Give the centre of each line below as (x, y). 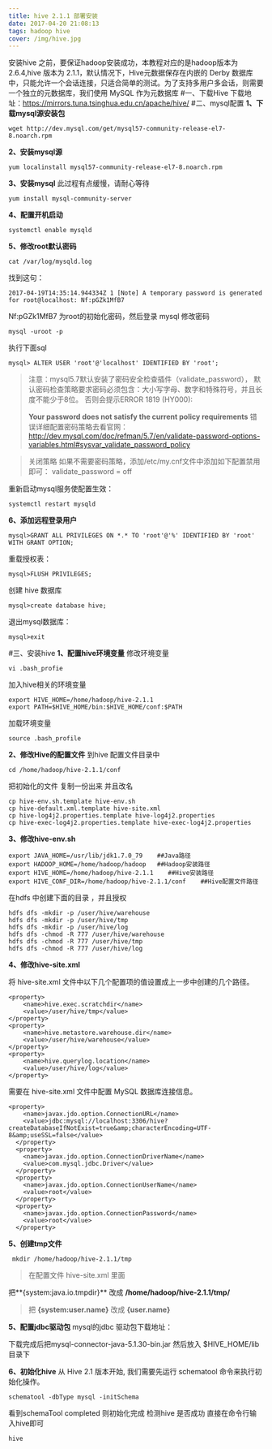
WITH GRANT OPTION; (41, 543)
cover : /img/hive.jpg (45, 39)
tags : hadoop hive (39, 31)
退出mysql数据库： (40, 622)
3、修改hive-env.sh (42, 839)
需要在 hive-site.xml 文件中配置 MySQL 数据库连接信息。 (103, 1092)
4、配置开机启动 (36, 215)
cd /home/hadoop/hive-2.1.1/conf (65, 770)
